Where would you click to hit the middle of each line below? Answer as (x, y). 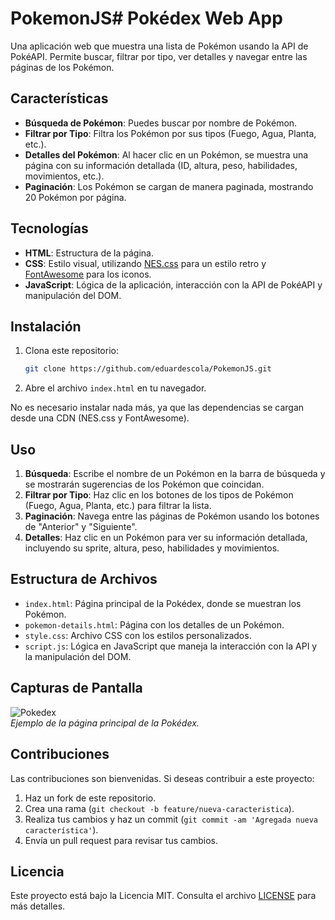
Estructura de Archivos (84, 579)
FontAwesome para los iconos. (88, 274)
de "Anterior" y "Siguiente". (81, 527)
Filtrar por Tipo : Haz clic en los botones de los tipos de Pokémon (159, 495)
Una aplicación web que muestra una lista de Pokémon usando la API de (159, 46)
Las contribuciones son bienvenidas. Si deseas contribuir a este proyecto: (162, 778)
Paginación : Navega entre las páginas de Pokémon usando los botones (172, 516)
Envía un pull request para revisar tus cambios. (121, 840)
